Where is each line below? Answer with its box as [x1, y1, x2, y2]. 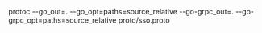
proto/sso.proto [118, 15, 171, 25]
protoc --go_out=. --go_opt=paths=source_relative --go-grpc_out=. [8, 7, 234, 16]
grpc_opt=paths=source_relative [8, 15, 117, 25]
